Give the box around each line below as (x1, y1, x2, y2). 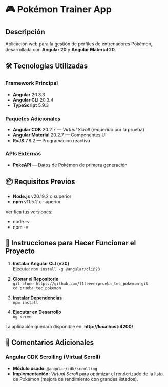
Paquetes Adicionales (5, 115, 61, 122)
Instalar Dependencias (12, 294, 62, 301)
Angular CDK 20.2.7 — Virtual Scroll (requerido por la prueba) (12, 126, 145, 132)
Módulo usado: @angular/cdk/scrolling (12, 365, 97, 371)
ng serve (12, 314, 32, 320)
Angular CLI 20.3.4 (12, 97, 54, 103)
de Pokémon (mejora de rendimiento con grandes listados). (12, 376, 138, 382)
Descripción (5, 27, 45, 36)
